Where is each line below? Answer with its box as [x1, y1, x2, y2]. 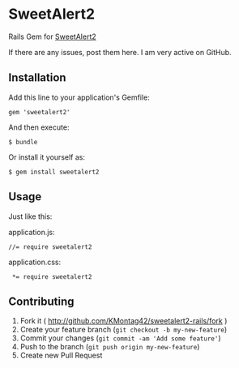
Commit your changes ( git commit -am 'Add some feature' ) [19, 333, 221, 343]
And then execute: [8, 122, 70, 132]
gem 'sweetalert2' [8, 108, 70, 116]
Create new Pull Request [19, 350, 103, 361]
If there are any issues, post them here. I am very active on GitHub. [8, 47, 233, 57]
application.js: [8, 227, 55, 237]
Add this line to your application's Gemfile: [8, 92, 150, 102]
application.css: [8, 257, 62, 267]
